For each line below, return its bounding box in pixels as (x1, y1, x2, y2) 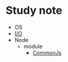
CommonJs (32, 49, 62, 56)
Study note (5, 4, 63, 17)
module (23, 43, 43, 50)
